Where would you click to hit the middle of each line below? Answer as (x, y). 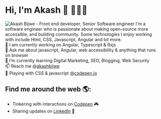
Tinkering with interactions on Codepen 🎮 (55, 104)
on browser (17, 55)
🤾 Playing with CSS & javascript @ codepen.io (51, 73)
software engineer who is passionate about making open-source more (77, 29)
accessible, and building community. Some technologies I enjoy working (79, 34)
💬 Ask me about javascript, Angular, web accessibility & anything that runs (81, 50)
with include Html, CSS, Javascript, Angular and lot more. (63, 40)
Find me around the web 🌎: (48, 89)
